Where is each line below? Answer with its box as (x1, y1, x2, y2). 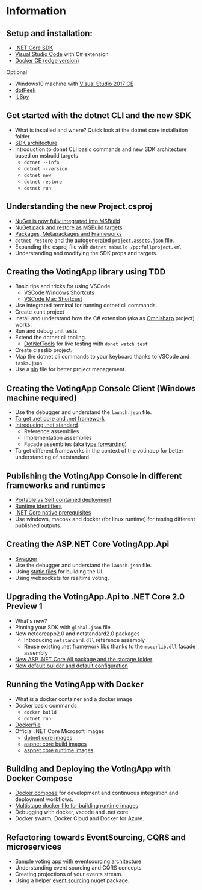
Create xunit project (14, 308, 65, 315)
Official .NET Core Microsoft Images (14, 727, 105, 735)
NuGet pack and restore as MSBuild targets (14, 224, 123, 231)
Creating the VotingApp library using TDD (6, 267, 166, 277)
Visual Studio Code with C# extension (14, 51, 109, 58)
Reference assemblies (23, 428, 79, 435)
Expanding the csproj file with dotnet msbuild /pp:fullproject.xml (14, 243, 182, 250)
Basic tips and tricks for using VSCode (14, 283, 111, 290)
